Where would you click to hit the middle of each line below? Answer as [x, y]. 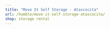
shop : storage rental [27, 19]
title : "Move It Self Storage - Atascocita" [52, 10]
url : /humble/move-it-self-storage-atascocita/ [55, 14]
